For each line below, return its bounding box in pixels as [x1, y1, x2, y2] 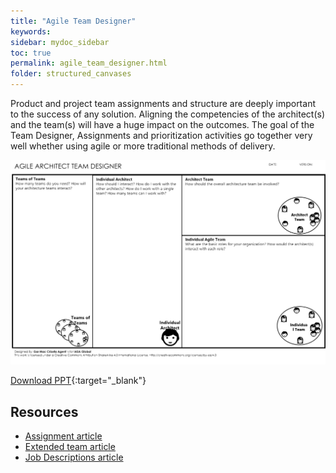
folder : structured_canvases [10, 69, 132, 79]
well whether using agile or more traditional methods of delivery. [10, 140, 276, 152]
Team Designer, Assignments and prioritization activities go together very [10, 130, 313, 141]
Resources [10, 403, 79, 420]
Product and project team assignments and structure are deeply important [10, 98, 316, 109]
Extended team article [24, 441, 116, 453]
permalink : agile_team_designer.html [10, 58, 168, 69]
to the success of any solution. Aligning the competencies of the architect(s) [10, 108, 325, 120]
